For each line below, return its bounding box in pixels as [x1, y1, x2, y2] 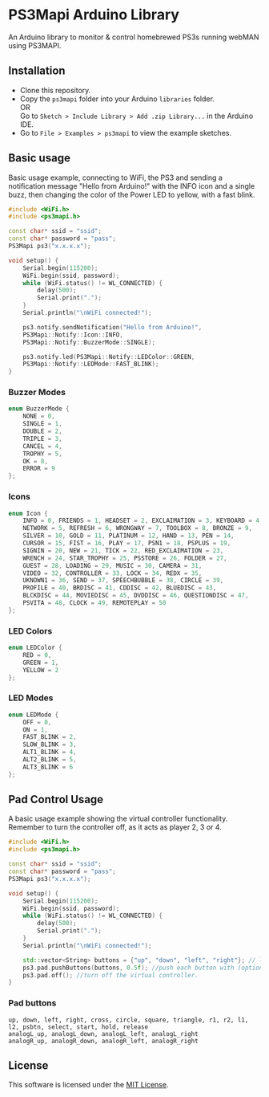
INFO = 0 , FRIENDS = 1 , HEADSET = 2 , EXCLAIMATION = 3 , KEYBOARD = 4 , [22, 516, 263, 525]
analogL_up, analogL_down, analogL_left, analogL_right [8, 1030, 199, 1038]
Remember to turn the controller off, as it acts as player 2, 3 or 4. [8, 822, 222, 832]
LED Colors [8, 625, 53, 636]
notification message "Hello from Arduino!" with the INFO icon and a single [8, 181, 255, 190]
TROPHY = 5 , [22, 450, 62, 458]
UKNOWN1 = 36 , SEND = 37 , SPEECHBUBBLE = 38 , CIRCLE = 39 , [22, 577, 224, 585]
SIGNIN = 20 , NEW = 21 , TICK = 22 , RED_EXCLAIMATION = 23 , [22, 546, 224, 555]
